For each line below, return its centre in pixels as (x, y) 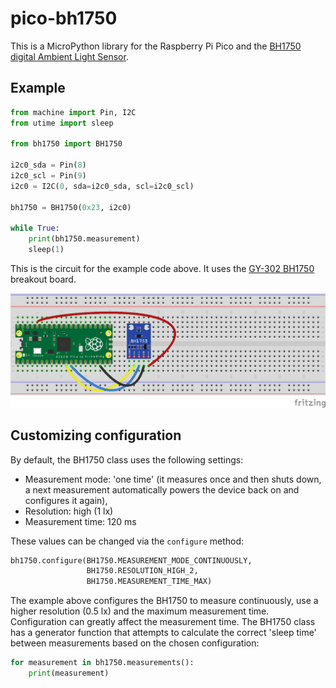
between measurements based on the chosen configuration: (135, 643)
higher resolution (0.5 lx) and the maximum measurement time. (140, 611)
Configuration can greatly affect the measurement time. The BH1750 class (163, 622)
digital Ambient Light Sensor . (69, 56)
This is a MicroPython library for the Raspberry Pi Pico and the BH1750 (156, 46)
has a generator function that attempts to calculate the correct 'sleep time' (163, 633)
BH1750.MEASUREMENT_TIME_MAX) (149, 582)
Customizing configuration (96, 435)
